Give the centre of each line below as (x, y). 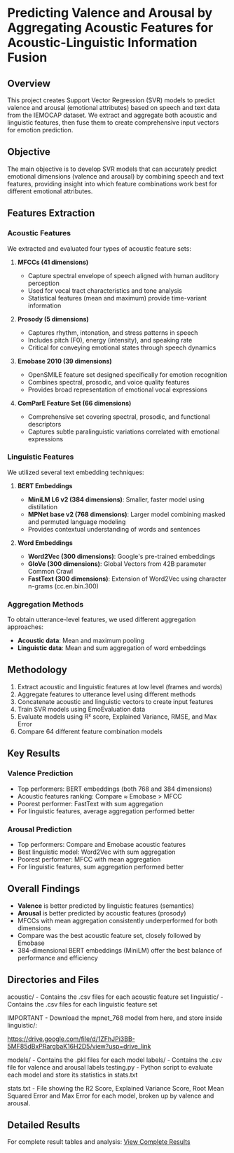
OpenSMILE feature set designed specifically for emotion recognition (128, 374)
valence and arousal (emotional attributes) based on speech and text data (114, 108)
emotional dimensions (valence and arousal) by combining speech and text (116, 176)
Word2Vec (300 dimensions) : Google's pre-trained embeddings (122, 556)
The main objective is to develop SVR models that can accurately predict (112, 169)
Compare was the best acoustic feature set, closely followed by (109, 935)
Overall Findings (44, 889)
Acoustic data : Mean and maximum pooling (81, 641)
